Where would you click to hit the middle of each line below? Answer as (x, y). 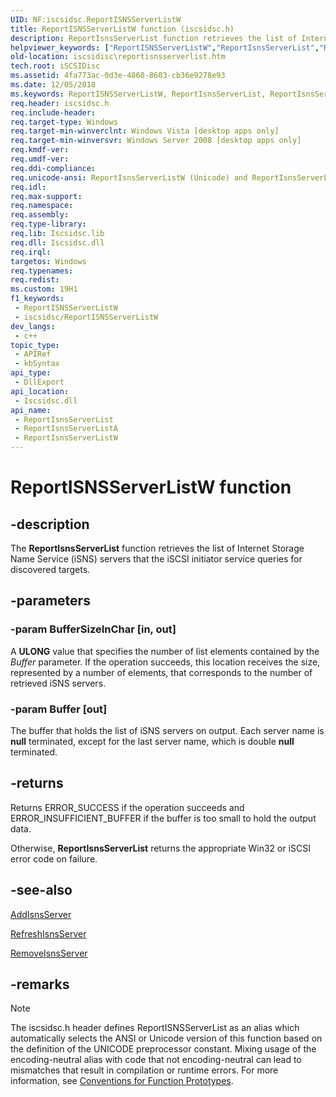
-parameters (50, 601)
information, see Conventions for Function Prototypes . (122, 1081)
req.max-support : (46, 196)
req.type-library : (48, 224)
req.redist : (35, 280)
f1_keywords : (37, 299)
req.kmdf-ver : (40, 150)
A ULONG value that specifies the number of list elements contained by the (165, 651)
